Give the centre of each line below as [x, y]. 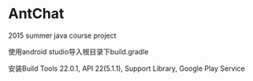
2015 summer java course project [62, 35]
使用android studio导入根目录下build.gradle [78, 51]
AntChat [36, 14]
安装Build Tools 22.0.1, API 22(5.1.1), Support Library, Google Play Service [127, 68]
